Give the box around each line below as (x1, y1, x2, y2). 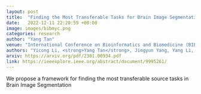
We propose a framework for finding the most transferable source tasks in (6, 75, 189, 82)
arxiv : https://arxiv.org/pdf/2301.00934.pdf (6, 53, 121, 59)
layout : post (6, 8, 39, 15)
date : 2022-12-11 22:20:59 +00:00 (6, 20, 98, 26)
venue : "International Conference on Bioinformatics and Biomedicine (6, 42, 184, 48)
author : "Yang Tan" (6, 36, 55, 42)
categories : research (6, 31, 60, 37)
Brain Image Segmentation (6, 81, 72, 88)
